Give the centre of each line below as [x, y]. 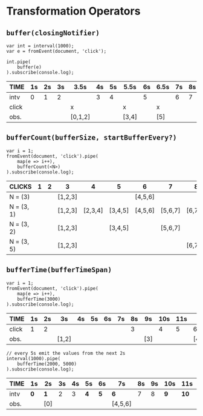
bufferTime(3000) [39, 299]
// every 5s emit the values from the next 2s [66, 353]
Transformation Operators [73, 11]
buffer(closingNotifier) [53, 33]
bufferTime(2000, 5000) [47, 364]
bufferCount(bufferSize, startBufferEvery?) [92, 138]
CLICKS [21, 186]
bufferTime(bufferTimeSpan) [59, 270]
